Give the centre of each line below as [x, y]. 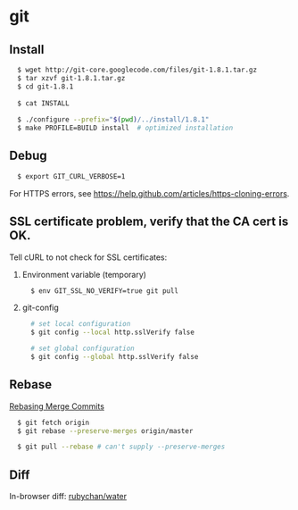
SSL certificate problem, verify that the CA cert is [149, 222]
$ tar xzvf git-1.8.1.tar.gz [71, 78]
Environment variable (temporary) [84, 274]
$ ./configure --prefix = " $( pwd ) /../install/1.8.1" [113, 120]
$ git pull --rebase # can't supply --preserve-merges [121, 447]
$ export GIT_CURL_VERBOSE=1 [71, 176]
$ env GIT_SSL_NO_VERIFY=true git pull [105, 291]
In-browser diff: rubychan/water [68, 497]
